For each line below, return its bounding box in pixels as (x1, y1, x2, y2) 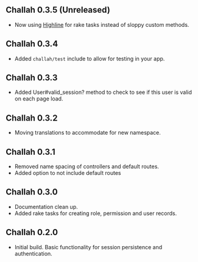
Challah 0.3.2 (5, 113, 58, 123)
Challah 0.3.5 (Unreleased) (5, 5, 110, 15)
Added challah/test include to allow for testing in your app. (14, 55, 165, 62)
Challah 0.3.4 (5, 39, 58, 49)
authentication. (14, 250, 52, 257)
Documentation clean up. (14, 203, 78, 210)
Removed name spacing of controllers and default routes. (14, 163, 160, 170)
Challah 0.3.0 (5, 187, 58, 197)
